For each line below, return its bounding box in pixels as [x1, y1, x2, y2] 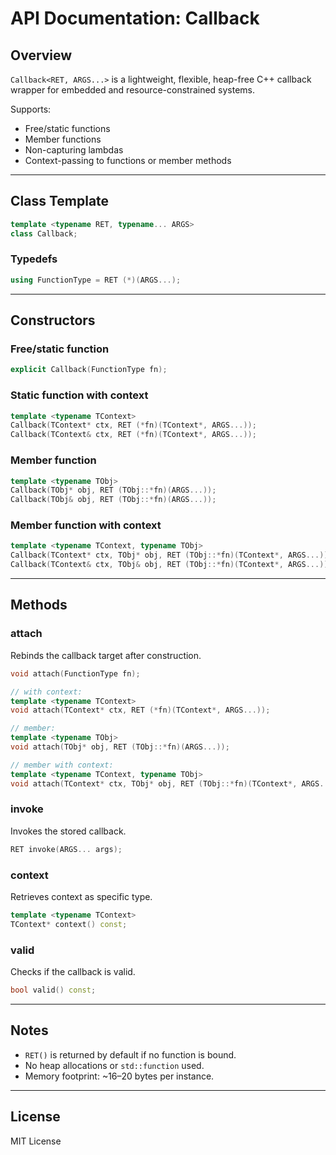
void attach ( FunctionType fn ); [10, 668, 141, 679]
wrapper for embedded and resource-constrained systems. [10, 84, 256, 96]
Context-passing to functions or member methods [24, 155, 232, 166]
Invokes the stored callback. [10, 825, 127, 837]
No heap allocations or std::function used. [24, 1059, 205, 1071]
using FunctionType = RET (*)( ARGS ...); [10, 275, 182, 285]
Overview [10, 47, 73, 64]
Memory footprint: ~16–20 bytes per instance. [24, 1070, 215, 1082]
